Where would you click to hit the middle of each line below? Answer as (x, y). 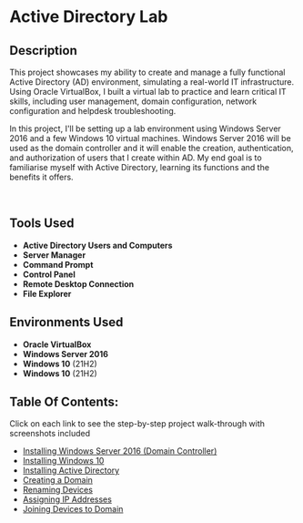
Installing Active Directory (71, 470)
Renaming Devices (58, 490)
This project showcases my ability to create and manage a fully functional (147, 72)
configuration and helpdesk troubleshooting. (93, 111)
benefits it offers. (42, 177)
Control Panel (49, 274)
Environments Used (66, 322)
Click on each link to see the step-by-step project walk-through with (137, 424)
